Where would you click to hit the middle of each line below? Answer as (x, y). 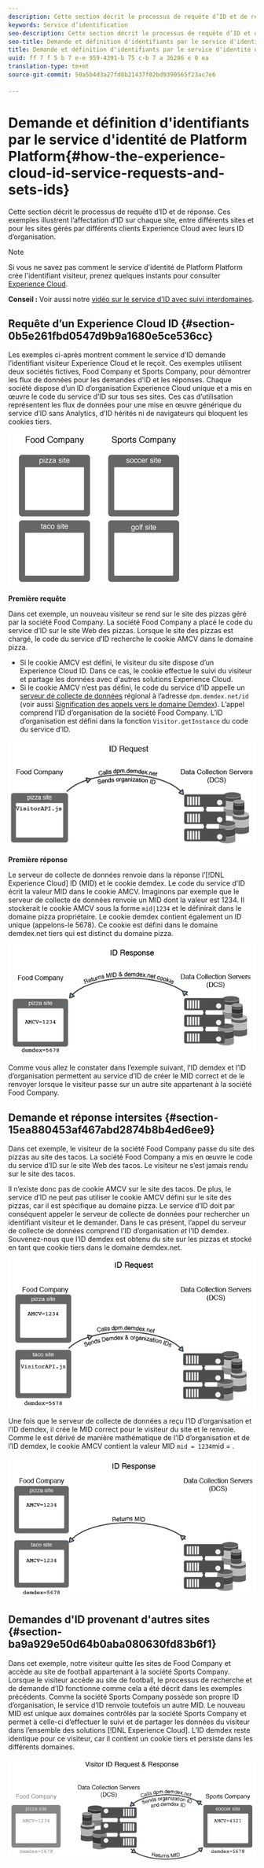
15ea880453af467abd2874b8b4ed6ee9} (112, 1130)
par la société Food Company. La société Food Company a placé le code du (130, 622)
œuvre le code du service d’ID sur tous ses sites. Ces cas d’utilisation (121, 396)
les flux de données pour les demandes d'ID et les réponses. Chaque (120, 380)
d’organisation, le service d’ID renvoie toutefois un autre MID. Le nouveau (127, 1705)
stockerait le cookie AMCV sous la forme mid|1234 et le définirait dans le (125, 908)
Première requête (37, 599)
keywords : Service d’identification (68, 25)
